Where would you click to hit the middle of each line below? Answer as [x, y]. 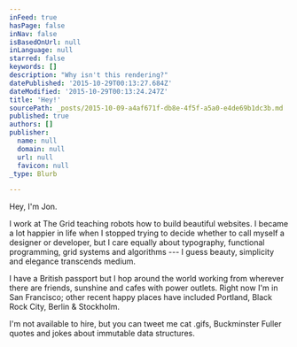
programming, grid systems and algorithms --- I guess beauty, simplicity [142, 252]
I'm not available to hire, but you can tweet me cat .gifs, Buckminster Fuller [145, 324]
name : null [37, 141]
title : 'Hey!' [35, 100]
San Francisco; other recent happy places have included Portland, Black [141, 297]
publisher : [29, 133]
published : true [39, 116]
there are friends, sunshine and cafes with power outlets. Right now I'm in [144, 288]
